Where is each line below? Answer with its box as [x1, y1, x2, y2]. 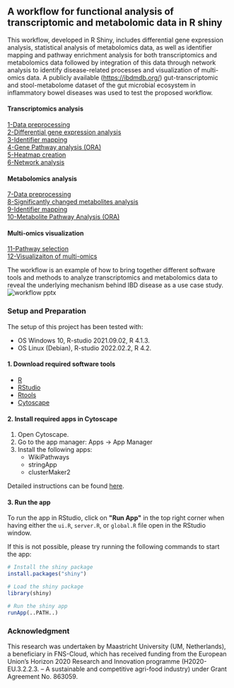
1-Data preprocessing [7, 121, 71, 129]
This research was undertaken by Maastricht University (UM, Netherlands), [7, 642, 226, 650]
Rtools [17, 390, 37, 399]
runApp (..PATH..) [7, 609, 59, 616]
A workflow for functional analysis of [7, 6, 175, 18]
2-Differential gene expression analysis [7, 128, 122, 137]
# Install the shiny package [7, 564, 93, 571]
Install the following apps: [17, 445, 93, 454]
